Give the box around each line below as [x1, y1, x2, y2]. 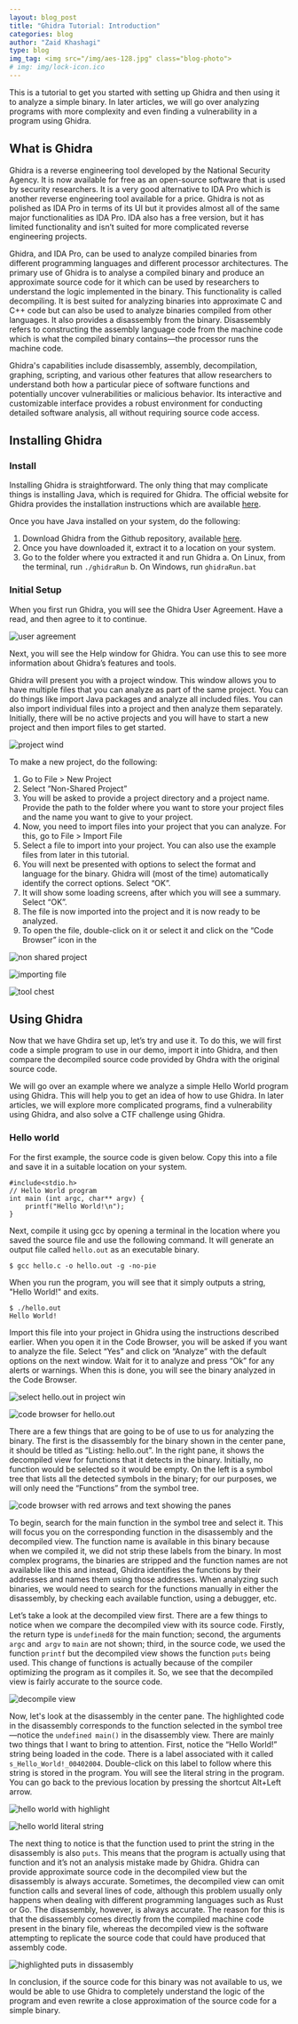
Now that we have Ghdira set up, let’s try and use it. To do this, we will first [9, 1036, 282, 1046]
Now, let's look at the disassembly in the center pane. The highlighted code [9, 1710, 285, 1722]
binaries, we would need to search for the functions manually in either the [9, 1583, 278, 1593]
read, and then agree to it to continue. [9, 613, 148, 624]
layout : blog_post [9, 12, 77, 22]
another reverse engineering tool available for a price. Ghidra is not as [9, 193, 264, 204]
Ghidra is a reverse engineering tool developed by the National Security [9, 165, 271, 175]
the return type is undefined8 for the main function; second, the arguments [9, 1629, 281, 1640]
